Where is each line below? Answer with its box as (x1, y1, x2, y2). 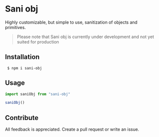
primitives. (5, 24, 26, 30)
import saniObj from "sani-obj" (5, 92, 70, 96)
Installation (5, 53, 40, 61)
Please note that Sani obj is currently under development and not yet (16, 34, 154, 40)
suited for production (16, 39, 59, 44)
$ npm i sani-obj (7, 66, 42, 70)
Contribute (5, 113, 39, 122)
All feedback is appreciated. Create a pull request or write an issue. (5, 126, 140, 132)
